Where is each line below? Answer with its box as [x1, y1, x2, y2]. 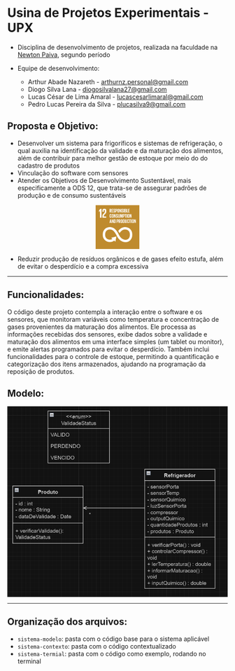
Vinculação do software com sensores [17, 168, 129, 177]
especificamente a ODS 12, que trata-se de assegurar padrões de [17, 184, 207, 192]
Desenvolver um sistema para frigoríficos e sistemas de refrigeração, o [17, 139, 222, 147]
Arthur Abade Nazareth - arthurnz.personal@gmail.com [27, 77, 189, 86]
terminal [17, 657, 42, 665]
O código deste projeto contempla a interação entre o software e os [7, 307, 203, 316]
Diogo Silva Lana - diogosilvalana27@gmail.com [27, 85, 167, 93]
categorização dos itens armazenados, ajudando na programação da [7, 360, 206, 368]
